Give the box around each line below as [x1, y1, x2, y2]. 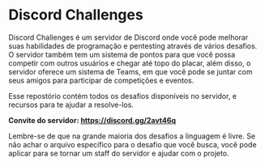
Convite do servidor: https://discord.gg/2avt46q [8, 115, 177, 125]
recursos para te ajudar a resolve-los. [8, 100, 134, 109]
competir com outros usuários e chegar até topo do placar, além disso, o [8, 58, 251, 68]
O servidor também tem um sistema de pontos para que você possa [8, 49, 236, 59]
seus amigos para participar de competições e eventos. [8, 75, 194, 85]
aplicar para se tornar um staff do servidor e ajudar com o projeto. [8, 148, 229, 158]
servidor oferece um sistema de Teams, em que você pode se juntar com [8, 66, 253, 76]
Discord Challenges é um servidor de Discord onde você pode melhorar [8, 32, 249, 42]
